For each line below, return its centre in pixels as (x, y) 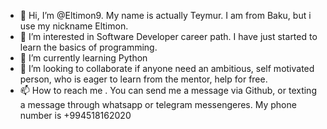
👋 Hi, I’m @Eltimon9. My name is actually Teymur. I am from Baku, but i (165, 15)
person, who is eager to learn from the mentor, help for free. (143, 79)
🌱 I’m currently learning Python (83, 58)
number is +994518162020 (75, 115)
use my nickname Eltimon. (74, 26)
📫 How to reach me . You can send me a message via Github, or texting (168, 90)
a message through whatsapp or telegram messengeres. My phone (158, 104)
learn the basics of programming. (88, 47)
